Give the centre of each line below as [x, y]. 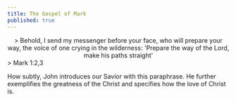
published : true [31, 20]
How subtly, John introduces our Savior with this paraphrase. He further [112, 76]
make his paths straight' [118, 55]
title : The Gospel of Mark [47, 14]
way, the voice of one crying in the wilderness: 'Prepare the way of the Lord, [118, 48]
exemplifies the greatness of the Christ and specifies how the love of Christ [117, 83]
